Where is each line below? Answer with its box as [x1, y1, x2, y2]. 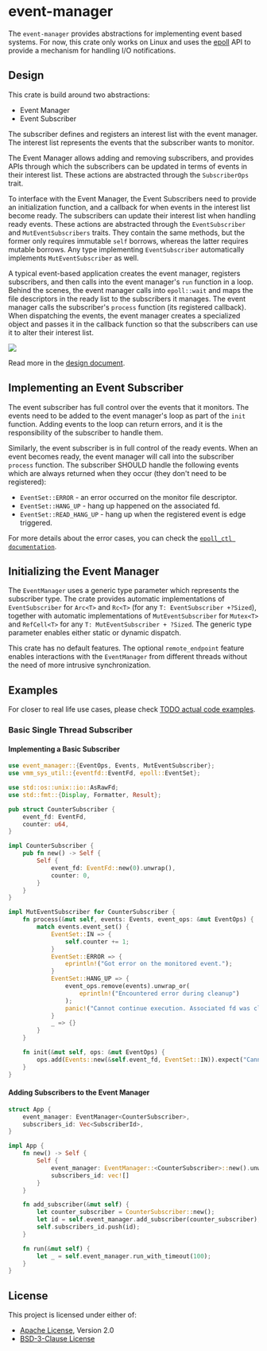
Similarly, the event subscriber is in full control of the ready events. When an [8, 443, 258, 452]
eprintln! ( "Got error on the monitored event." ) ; [64, 960, 233, 968]
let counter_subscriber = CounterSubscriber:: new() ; [37, 1208, 215, 1216]
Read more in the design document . [8, 357, 126, 368]
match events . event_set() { [37, 923, 130, 931]
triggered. [19, 517, 53, 527]
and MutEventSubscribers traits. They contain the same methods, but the [8, 228, 245, 237]
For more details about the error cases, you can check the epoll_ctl [8, 533, 233, 543]
